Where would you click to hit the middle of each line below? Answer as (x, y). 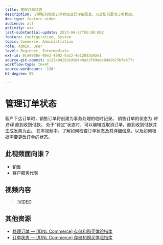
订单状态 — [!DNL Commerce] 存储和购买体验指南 (62, 238)
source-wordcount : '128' (30, 69)
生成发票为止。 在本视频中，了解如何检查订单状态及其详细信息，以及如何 (79, 130)
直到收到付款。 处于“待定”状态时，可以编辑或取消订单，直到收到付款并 (86, 124)
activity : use (20, 28)
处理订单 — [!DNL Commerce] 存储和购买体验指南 (62, 231)
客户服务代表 (25, 173)
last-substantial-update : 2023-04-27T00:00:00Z (55, 32)
